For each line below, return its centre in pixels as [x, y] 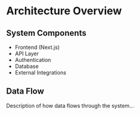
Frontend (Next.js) [37, 47]
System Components [46, 33]
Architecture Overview [64, 11]
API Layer [27, 54]
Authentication [33, 60]
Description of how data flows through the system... [70, 105]
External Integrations [41, 72]
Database [27, 66]
